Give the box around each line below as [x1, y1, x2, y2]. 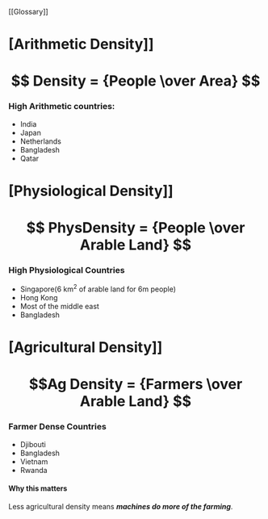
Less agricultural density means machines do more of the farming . [8, 501, 233, 511]
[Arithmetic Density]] [8, 36, 154, 53]
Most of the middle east [19, 302, 99, 311]
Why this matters [8, 483, 68, 493]
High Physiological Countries [8, 264, 125, 275]
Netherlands [19, 136, 62, 146]
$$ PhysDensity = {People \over [26, 219, 245, 237]
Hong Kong [19, 293, 58, 302]
